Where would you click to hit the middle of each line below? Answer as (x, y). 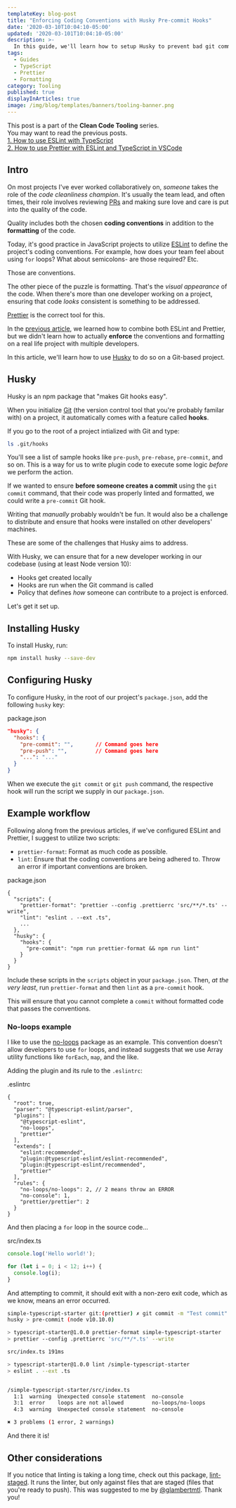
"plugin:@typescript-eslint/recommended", (83, 1165)
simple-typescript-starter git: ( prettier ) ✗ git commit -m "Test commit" (118, 1313)
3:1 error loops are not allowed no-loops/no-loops (110, 1403)
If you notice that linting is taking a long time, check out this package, (108, 1474)
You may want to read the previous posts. (67, 133)
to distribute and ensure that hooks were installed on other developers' (110, 522)
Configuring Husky (50, 680)
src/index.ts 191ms (36, 1352)
